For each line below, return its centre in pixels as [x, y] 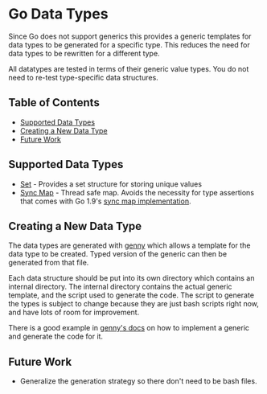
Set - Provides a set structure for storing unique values [111, 184]
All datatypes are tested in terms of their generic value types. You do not [129, 68]
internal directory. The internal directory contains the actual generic [120, 287]
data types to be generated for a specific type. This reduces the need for [129, 44]
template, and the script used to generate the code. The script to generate [131, 295]
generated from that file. [49, 263]
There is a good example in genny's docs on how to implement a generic [129, 328]
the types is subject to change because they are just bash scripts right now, [134, 304]
